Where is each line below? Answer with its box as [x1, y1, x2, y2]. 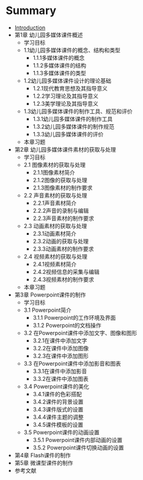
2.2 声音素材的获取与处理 [23, 191, 87, 199]
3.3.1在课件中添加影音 [32, 367, 87, 375]
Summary [5, 4, 56, 18]
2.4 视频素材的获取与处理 [23, 253, 88, 260]
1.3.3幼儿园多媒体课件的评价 [32, 130, 104, 138]
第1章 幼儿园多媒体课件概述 [14, 31, 83, 39]
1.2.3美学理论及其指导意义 [32, 100, 98, 107]
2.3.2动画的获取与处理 [32, 237, 89, 245]
